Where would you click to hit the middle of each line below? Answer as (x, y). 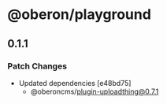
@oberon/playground (79, 15)
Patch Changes (37, 66)
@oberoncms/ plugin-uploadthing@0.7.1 (95, 91)
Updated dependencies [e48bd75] (75, 83)
